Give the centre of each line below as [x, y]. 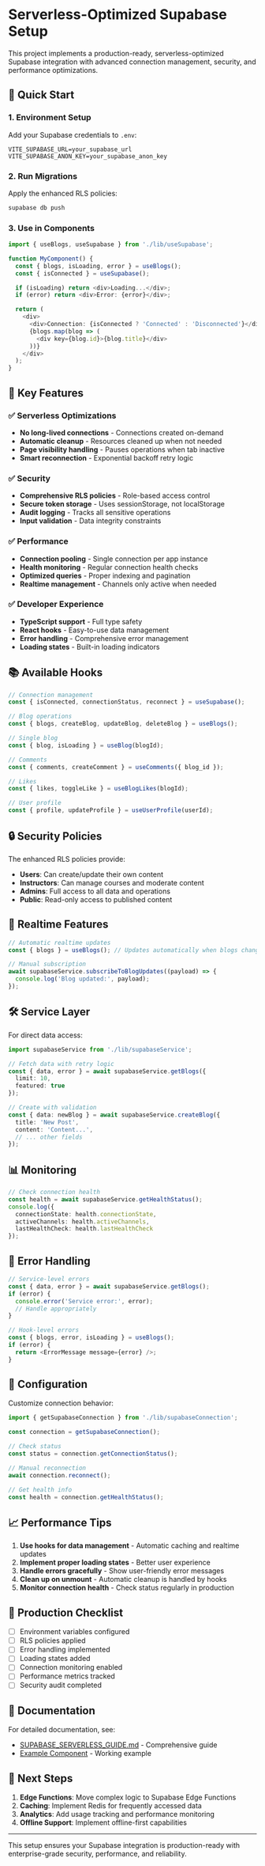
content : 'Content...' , [54, 1129]
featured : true [40, 1086]
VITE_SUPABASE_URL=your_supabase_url [70, 149]
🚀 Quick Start [41, 95]
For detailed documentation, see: [62, 1730]
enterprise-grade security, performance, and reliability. [97, 1854]
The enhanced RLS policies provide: [67, 859]
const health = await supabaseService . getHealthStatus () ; [105, 1199]
